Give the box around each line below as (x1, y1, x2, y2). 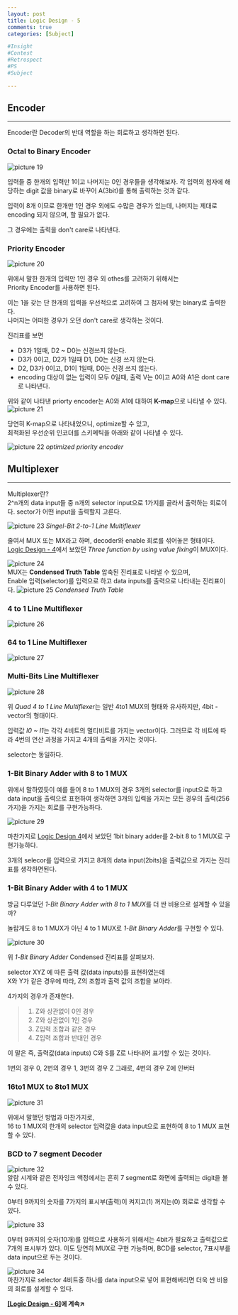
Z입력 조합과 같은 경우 (35, 1024, 97, 1034)
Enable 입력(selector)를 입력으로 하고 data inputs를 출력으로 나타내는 (7, 576, 201, 585)
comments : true (7, 23, 52, 31)
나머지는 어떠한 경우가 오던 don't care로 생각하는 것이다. (7, 316, 164, 325)
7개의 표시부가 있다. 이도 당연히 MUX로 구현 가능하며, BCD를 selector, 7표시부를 (7, 1244, 231, 1252)
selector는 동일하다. (7, 750, 64, 759)
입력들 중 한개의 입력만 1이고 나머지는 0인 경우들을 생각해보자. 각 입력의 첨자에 (7, 177, 223, 185)
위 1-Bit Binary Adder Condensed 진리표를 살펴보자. (7, 953, 154, 961)
